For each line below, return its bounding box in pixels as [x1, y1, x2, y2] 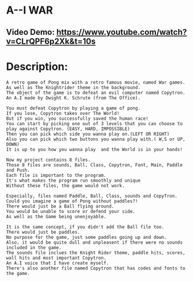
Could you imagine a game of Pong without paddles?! [6, 198, 138, 204]
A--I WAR [6, 4, 53, 17]
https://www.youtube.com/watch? [56, 27, 187, 37]
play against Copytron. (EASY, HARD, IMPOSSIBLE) [6, 126, 131, 132]
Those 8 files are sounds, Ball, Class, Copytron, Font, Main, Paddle [6, 162, 183, 168]
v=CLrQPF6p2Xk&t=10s [6, 36, 96, 46]
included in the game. [6, 244, 62, 251]
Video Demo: [6, 27, 55, 37]
